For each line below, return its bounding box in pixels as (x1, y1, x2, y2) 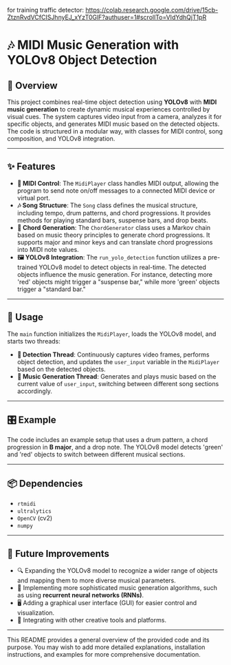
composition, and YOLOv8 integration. (7, 134, 115, 142)
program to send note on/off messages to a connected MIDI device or (16, 186, 215, 195)
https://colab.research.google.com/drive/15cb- (85, 6, 219, 14)
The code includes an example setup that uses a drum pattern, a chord (7, 436, 208, 444)
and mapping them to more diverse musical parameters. (16, 576, 177, 584)
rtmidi (16, 500, 36, 508)
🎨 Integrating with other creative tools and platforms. (16, 616, 167, 624)
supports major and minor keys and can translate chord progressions (16, 237, 213, 246)
